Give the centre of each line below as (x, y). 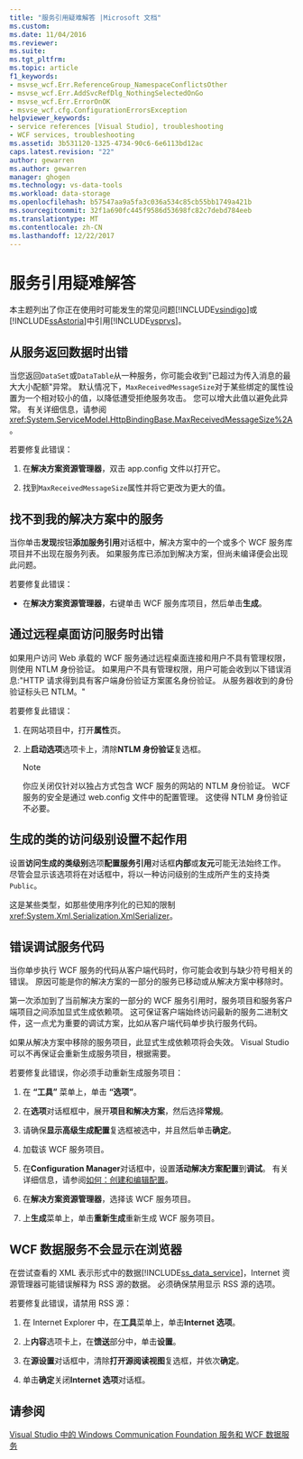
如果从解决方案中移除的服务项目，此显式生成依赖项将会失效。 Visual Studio (150, 1042)
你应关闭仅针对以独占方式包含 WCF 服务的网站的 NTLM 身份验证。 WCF (156, 785)
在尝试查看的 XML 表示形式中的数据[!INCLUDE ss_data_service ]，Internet (145, 1273)
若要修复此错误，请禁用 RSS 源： (71, 1303)
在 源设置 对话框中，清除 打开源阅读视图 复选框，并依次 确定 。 (133, 1361)
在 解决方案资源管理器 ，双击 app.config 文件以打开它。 (124, 469)
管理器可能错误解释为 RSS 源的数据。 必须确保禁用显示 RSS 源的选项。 (148, 1284)
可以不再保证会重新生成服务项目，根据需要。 (92, 1054)
